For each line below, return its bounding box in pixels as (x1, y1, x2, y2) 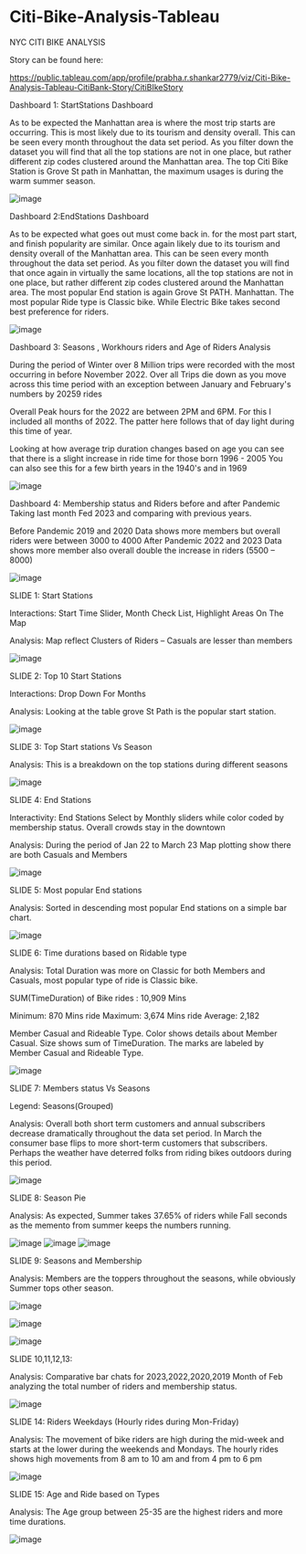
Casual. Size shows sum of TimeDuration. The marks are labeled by (9, 1037, 265, 1048)
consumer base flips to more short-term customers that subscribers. (9, 1137, 268, 1148)
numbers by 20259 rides (9, 388, 103, 399)
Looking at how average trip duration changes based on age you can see (9, 443, 285, 454)
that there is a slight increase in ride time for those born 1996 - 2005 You (9, 452, 283, 463)
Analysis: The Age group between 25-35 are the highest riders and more (9, 1506, 283, 1517)
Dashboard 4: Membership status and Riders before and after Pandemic (9, 498, 280, 509)
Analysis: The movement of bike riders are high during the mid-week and (9, 1433, 285, 1444)
